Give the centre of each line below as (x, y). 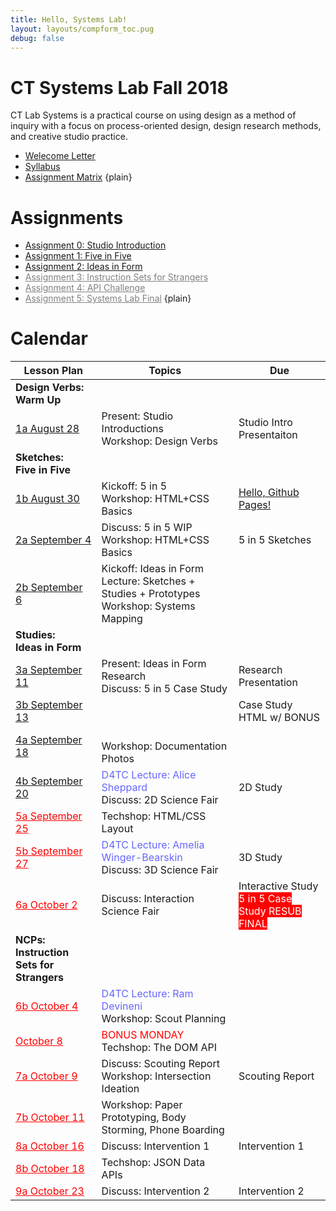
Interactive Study (278, 886)
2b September (49, 588)
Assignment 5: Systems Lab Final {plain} (108, 298)
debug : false (37, 38)
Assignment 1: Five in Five (78, 256)
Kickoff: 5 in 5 (134, 486)
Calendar (49, 338)
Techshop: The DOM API (159, 1048)
